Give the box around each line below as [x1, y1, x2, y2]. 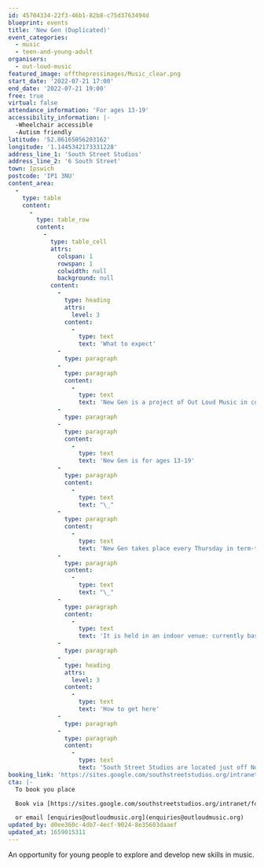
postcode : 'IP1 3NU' [8, 172, 76, 181]
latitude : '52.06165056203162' [8, 135, 111, 144]
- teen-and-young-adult [15, 48, 93, 56]
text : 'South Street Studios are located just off [78, 763, 247, 771]
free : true [8, 92, 44, 100]
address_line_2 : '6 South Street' [8, 158, 122, 166]
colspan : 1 [57, 252, 93, 260]
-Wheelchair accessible [15, 121, 93, 129]
